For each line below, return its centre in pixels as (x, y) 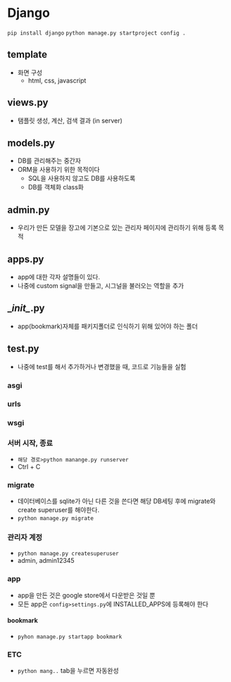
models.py (31, 143)
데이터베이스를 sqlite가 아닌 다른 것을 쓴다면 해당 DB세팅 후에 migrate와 (117, 501)
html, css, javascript (57, 80)
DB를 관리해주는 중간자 (49, 161)
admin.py (29, 210)
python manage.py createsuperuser (68, 554)
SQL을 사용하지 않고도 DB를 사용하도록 (82, 178)
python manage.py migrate (55, 518)
